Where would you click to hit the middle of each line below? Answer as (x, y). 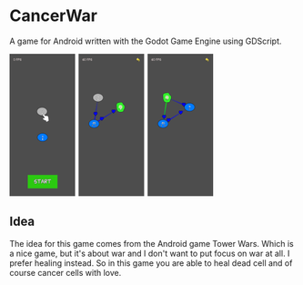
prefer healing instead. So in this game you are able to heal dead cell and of (151, 263)
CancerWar (54, 16)
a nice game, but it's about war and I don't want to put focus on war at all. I (150, 253)
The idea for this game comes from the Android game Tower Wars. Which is (151, 243)
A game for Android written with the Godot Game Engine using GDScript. (146, 41)
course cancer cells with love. (66, 272)
